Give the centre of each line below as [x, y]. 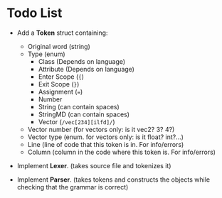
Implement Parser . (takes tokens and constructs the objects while [113, 180]
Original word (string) [59, 46]
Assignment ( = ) [60, 92]
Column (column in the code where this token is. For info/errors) [122, 152]
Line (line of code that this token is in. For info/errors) [106, 144]
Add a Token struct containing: [62, 33]
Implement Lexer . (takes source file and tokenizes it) [94, 165]
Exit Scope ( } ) [59, 84]
